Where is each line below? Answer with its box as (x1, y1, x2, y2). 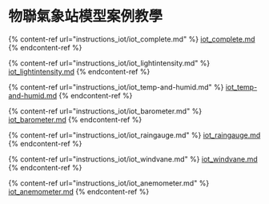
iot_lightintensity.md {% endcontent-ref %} (8, 66, 151, 76)
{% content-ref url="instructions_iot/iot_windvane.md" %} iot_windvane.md (8, 154, 258, 164)
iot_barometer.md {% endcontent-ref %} (8, 114, 143, 124)
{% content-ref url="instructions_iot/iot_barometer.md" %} (8, 106, 203, 116)
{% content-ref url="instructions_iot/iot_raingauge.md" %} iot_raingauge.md (8, 130, 261, 140)
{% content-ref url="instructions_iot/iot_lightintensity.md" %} (8, 58, 211, 68)
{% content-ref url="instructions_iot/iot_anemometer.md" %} (8, 178, 210, 188)
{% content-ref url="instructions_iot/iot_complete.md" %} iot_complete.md (8, 34, 255, 44)
